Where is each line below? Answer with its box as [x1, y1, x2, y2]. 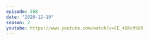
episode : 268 [6, 8, 38, 15]
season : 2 [6, 19, 31, 25]
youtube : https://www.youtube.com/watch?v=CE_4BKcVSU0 [6, 25, 144, 31]
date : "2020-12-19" [6, 14, 54, 20]
